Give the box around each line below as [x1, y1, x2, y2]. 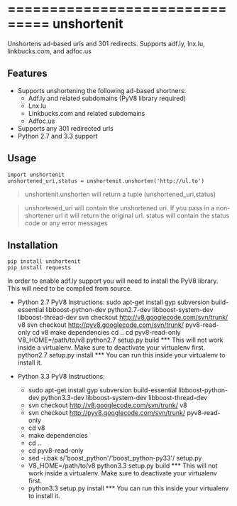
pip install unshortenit [7, 258, 81, 265]
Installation [7, 239, 58, 251]
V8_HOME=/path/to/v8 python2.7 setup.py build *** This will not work [17, 335, 224, 345]
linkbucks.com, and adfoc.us [7, 47, 92, 55]
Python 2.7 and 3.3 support [17, 131, 98, 140]
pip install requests [7, 264, 72, 271]
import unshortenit [7, 171, 65, 178]
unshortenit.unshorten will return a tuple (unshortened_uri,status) [24, 190, 216, 198]
